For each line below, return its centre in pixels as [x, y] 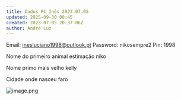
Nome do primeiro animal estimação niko [56, 56]
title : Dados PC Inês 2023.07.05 [47, 12]
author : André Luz [29, 28]
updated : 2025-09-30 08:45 [39, 17]
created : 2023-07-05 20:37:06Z [45, 22]
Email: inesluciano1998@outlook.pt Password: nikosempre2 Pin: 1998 [91, 45]
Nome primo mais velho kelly [42, 68]
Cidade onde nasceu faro [37, 79]
